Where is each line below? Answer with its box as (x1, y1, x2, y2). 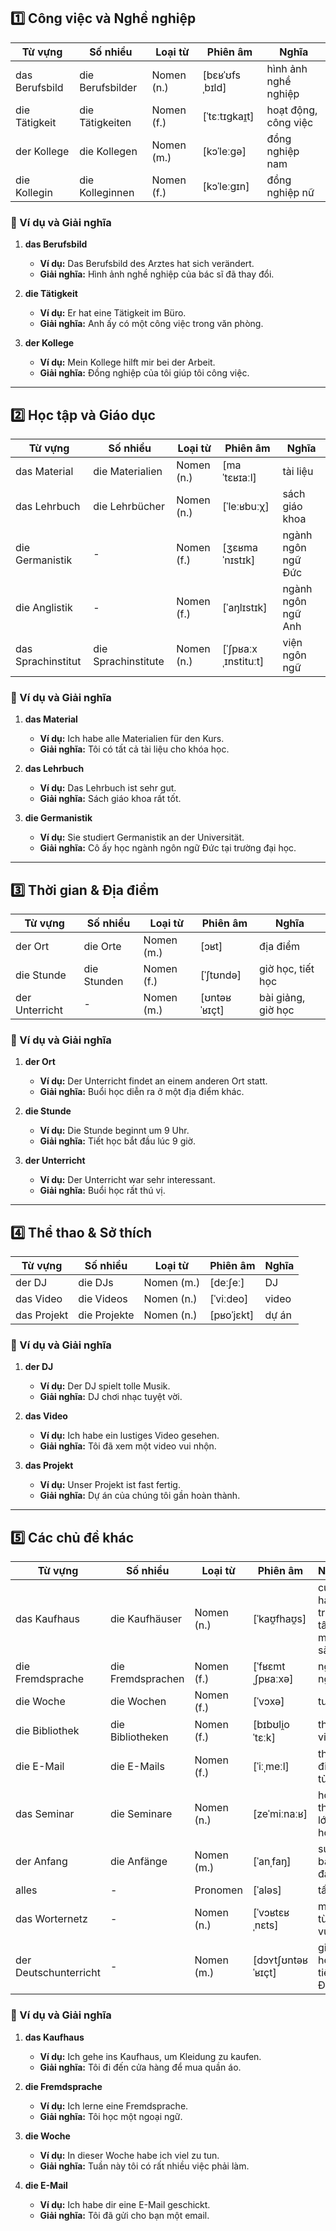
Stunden (83, 975, 124, 989)
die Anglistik (15, 600, 73, 614)
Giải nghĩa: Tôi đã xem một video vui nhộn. (39, 1440, 217, 1452)
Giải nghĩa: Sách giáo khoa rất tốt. (39, 793, 182, 805)
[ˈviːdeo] (209, 1292, 249, 1306)
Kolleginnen (79, 185, 135, 199)
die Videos (78, 1292, 128, 1306)
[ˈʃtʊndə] (199, 968, 242, 982)
